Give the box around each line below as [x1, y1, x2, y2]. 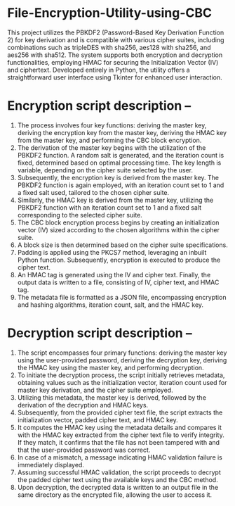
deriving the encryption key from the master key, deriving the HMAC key [17, 128, 227, 137]
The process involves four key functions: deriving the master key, [17, 121, 207, 129]
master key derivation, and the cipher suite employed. [17, 386, 173, 394]
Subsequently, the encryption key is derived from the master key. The [17, 173, 220, 182]
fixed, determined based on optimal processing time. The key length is [17, 158, 222, 167]
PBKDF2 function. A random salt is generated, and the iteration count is [17, 151, 224, 159]
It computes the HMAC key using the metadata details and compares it [17, 423, 222, 431]
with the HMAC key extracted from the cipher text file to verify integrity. [17, 431, 224, 439]
